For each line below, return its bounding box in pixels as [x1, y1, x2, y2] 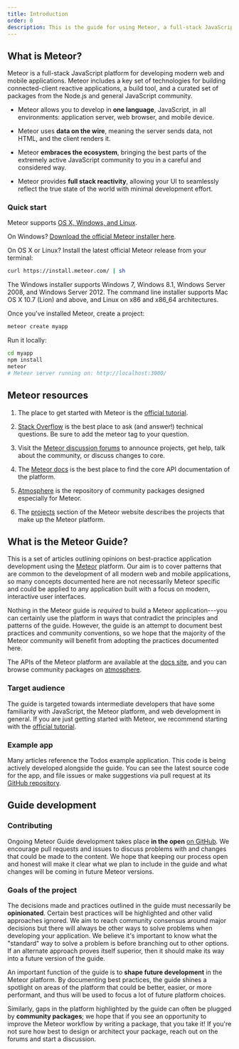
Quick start [7, 202, 48, 212]
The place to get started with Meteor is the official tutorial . [17, 408, 188, 417]
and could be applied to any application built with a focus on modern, [7, 585, 211, 593]
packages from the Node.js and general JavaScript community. [7, 92, 193, 100]
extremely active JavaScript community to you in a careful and [17, 156, 201, 165]
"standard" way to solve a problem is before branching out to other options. [7, 939, 229, 947]
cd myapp [7, 350, 33, 357]
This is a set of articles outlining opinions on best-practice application [7, 555, 212, 563]
